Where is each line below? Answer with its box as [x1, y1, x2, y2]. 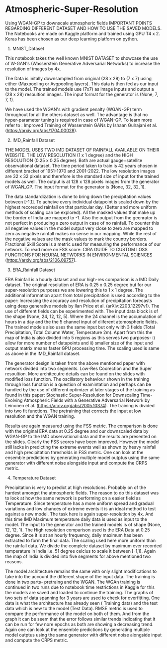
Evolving [5, 397, 23, 403]
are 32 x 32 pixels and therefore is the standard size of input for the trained [5, 173, 159, 179]
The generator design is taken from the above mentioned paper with [5, 360, 145, 366]
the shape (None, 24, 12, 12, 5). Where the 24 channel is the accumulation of [5, 313, 162, 320]
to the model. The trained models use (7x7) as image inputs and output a [5, 86, 154, 92]
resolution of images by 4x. [5, 66, 61, 72]
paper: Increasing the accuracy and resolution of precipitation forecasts [5, 298, 153, 304]
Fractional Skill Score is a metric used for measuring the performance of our [5, 241, 161, 247]
